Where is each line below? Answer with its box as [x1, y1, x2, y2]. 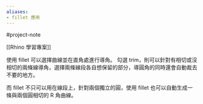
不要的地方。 [6, 71, 38, 78]
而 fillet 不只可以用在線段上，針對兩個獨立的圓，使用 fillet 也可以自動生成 [6, 84, 188, 91]
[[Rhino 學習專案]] [6, 43, 52, 50]
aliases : [6, 8, 28, 15]
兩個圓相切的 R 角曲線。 [16, 91, 77, 99]
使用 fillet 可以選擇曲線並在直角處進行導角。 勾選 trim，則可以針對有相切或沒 [6, 56, 198, 63]
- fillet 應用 [6, 14, 41, 20]
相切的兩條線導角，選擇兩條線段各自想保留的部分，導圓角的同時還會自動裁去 [6, 64, 198, 71]
